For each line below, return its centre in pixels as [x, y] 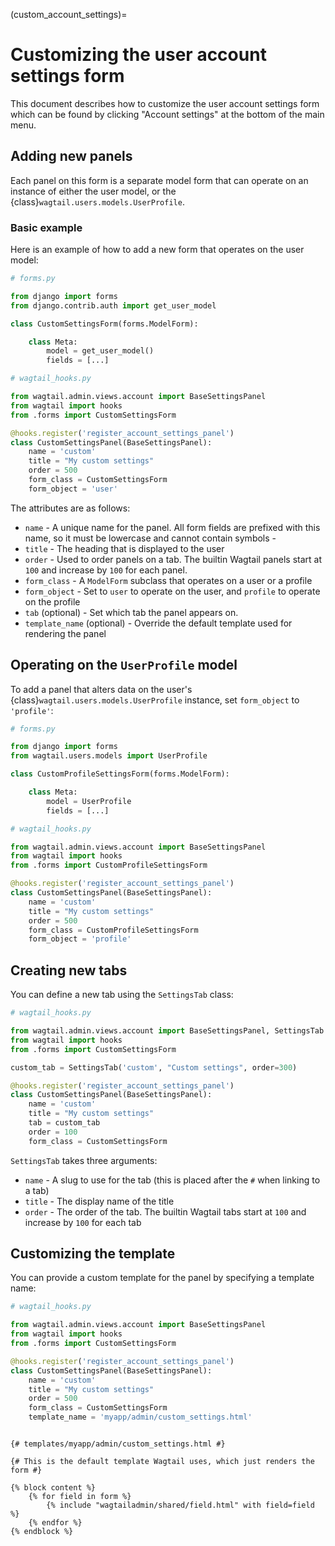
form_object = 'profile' [80, 939]
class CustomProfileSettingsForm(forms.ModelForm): [120, 774]
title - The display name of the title [99, 1201]
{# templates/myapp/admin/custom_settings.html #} [118, 1444]
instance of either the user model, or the [93, 191]
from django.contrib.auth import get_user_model [113, 305]
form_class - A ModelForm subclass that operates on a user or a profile [168, 580]
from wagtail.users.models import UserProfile [109, 756]
